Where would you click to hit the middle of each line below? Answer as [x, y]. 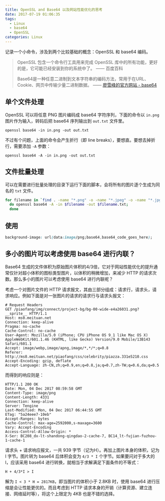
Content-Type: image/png [30, 393]
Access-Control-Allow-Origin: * [38, 432]
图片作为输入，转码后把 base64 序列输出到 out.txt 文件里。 [66, 121]
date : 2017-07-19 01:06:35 [33, 14]
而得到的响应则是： [25, 375]
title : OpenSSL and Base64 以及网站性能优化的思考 [54, 10]
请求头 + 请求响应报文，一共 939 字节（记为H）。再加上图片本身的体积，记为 [82, 450]
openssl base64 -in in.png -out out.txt [47, 130]
